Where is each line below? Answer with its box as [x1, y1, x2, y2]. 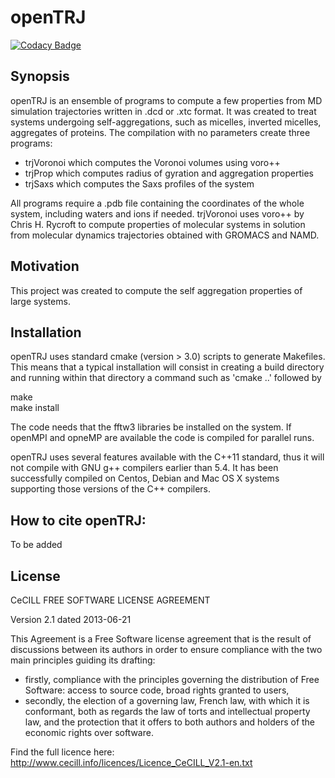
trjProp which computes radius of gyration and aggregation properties [24, 167, 314, 179]
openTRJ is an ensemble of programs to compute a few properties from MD [10, 94, 323, 106]
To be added [10, 539, 63, 551]
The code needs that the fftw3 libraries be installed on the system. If [10, 421, 292, 433]
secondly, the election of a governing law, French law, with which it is [24, 695, 310, 706]
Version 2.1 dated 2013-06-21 [10, 614, 132, 625]
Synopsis [10, 68, 70, 85]
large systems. [10, 295, 71, 307]
